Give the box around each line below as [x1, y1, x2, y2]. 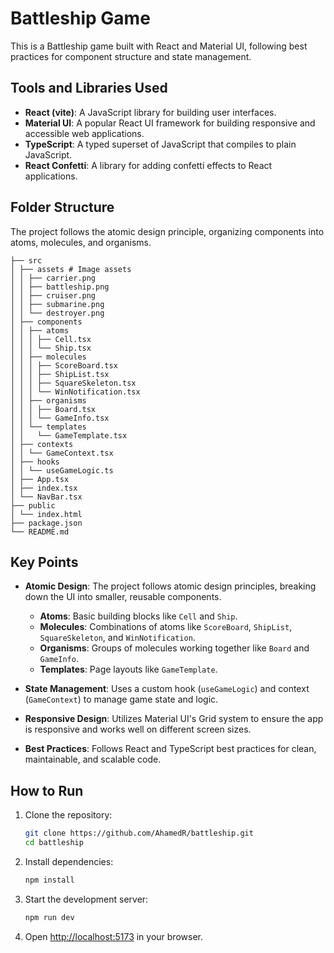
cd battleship [24, 838, 84, 848]
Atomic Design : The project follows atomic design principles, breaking [24, 580, 317, 592]
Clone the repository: [24, 809, 113, 821]
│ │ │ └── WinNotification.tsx [10, 387, 141, 397]
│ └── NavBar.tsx [10, 492, 83, 502]
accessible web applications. [24, 127, 145, 139]
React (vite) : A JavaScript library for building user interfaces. [24, 106, 277, 118]
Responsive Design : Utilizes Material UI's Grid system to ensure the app [24, 713, 324, 725]
